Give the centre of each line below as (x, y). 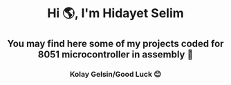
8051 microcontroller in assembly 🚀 (115, 54)
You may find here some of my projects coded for (115, 43)
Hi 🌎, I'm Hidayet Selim (115, 13)
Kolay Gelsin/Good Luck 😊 (115, 74)
